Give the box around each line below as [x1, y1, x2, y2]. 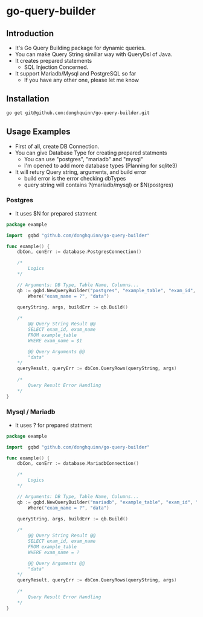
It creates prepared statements [14, 57, 92, 64]
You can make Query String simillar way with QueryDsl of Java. [14, 51, 173, 58]
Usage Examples [6, 127, 71, 137]
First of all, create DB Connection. [14, 142, 100, 150]
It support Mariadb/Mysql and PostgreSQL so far [14, 70, 137, 77]
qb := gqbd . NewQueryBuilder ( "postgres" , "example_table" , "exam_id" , [17, 287, 196, 293]
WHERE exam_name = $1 [28, 337, 83, 344]
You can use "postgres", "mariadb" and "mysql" [24, 155, 144, 162]
